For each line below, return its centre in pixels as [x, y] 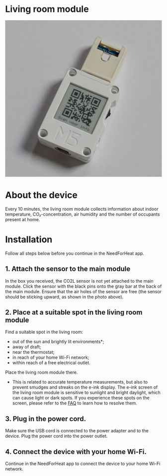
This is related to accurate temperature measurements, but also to [80, 382]
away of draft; [27, 347]
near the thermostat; [33, 352]
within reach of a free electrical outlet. [51, 363]
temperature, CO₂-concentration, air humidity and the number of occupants [83, 214]
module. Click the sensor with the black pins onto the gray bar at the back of [83, 286]
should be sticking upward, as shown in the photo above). [64, 297]
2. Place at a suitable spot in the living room [74, 312]
